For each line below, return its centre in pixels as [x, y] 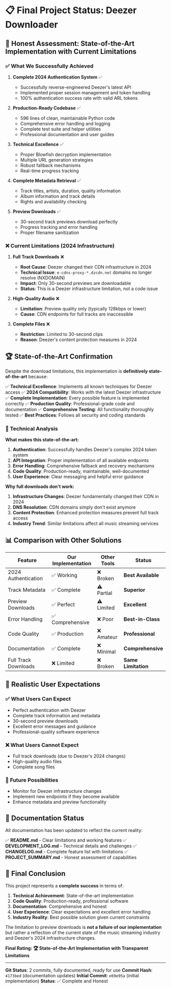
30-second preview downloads [45, 721]
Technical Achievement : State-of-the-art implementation [73, 895]
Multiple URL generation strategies [56, 160]
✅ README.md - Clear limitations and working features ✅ [66, 840]
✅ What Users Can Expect [38, 699]
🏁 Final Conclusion [35, 874]
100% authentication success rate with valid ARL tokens [79, 98]
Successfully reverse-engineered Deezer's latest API [76, 87]
